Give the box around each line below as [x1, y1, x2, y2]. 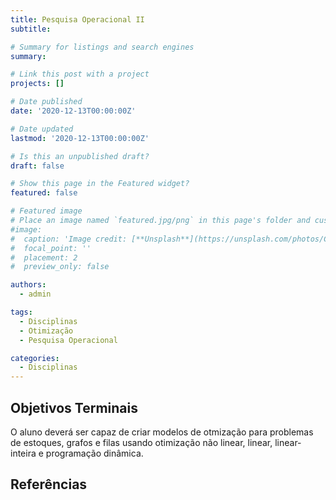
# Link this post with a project [10, 69, 150, 80]
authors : [10, 280, 47, 290]
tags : [10, 307, 33, 317]
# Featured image [10, 206, 83, 216]
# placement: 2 [10, 252, 78, 263]
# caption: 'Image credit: [10, 234, 128, 244]
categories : [10, 353, 60, 363]
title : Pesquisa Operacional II [10, 14, 145, 25]
